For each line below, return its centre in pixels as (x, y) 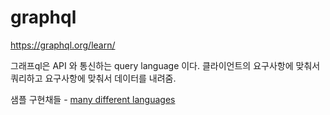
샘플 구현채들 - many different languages (93, 99)
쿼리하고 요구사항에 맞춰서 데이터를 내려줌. (93, 78)
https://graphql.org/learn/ (63, 45)
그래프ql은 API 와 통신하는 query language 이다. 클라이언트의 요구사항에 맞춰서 (165, 65)
